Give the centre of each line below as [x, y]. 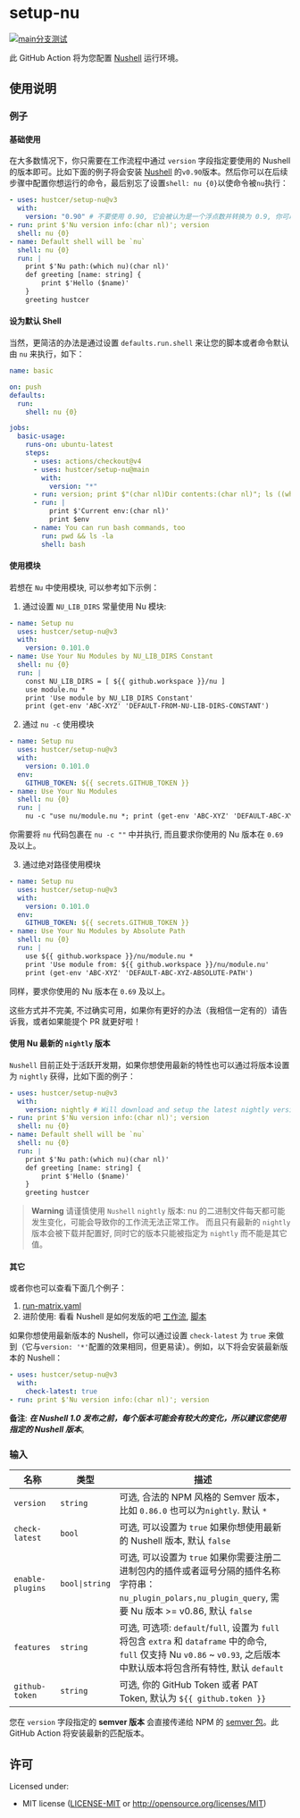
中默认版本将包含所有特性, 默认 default [201, 1668]
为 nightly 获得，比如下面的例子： [72, 1076]
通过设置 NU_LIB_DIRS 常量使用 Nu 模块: [94, 606]
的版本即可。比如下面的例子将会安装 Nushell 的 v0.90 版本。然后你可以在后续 [149, 172]
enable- [30, 1579]
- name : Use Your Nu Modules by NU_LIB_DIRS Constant [112, 656]
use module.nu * [56, 690]
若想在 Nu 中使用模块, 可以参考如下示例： [84, 587]
